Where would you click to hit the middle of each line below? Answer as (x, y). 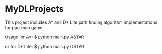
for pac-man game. (24, 27)
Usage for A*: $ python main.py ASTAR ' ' (47, 37)
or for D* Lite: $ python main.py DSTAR (45, 46)
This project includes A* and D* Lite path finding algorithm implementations (81, 22)
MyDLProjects (34, 9)
